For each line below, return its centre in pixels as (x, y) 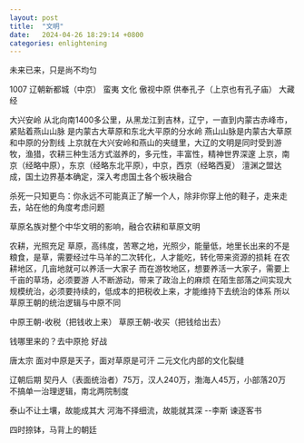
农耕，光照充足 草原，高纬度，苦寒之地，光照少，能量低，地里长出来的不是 (150, 246)
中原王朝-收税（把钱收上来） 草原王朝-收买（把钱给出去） (118, 322)
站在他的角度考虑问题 (65, 207)
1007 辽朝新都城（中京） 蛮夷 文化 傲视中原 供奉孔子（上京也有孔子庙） (143, 89)
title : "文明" (37, 26)
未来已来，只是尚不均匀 (53, 70)
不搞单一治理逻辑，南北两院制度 (69, 391)
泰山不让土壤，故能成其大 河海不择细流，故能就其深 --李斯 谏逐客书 (136, 410)
